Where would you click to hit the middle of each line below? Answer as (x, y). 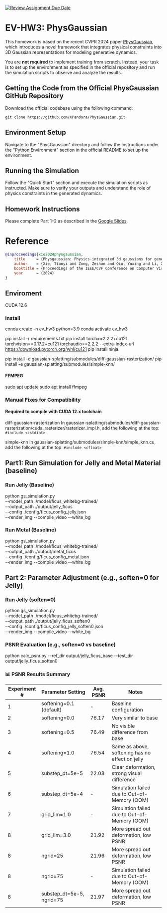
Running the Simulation (42, 170)
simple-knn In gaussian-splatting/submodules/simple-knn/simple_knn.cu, (81, 442)
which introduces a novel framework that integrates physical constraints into (83, 47)
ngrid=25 (52, 856)
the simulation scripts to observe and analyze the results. (64, 72)
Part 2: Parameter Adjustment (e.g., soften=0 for (82, 578)
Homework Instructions (42, 209)
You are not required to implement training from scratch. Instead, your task (82, 62)
